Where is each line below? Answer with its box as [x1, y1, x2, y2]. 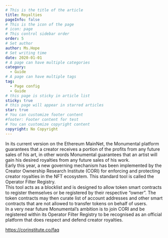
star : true [5, 107, 29, 113]
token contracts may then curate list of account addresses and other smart [5, 195, 163, 201]
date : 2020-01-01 [5, 55, 42, 60]
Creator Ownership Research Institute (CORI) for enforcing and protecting [5, 167, 160, 174]
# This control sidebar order [5, 31, 70, 36]
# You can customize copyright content [5, 121, 90, 127]
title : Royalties [5, 12, 42, 17]
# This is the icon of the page [5, 21, 74, 27]
